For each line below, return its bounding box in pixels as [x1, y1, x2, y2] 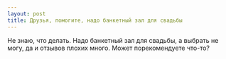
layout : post [7, 10, 46, 18]
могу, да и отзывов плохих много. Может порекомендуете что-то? [7, 44, 210, 52]
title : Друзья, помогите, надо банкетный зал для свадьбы [7, 17, 183, 24]
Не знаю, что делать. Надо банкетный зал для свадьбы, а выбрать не [7, 36, 219, 44]
